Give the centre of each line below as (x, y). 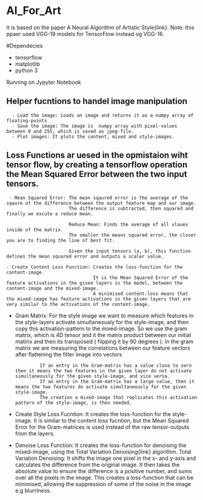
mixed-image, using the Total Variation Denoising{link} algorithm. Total (103, 451)
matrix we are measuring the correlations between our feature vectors (103, 348)
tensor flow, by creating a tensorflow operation (97, 165)
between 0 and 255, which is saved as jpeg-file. (70, 131)
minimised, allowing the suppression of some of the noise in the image (103, 484)
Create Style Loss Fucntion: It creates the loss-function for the (93, 414)
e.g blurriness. (33, 490)
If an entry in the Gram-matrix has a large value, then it (117, 381)
